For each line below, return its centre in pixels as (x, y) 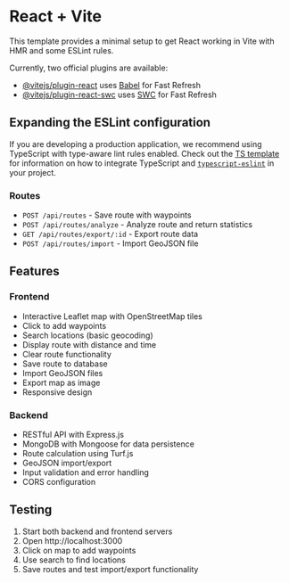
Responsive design (57, 392)
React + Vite (56, 16)
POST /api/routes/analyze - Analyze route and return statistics (137, 225)
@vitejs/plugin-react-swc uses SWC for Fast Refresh (119, 94)
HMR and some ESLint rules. (62, 50)
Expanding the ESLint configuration (110, 123)
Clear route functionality (66, 354)
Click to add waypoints (64, 325)
